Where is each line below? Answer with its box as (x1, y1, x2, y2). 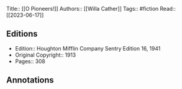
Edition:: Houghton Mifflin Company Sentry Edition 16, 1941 (14, 44, 161, 52)
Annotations (6, 75, 54, 85)
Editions (6, 29, 38, 39)
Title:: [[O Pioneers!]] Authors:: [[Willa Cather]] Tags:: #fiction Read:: (6, 5, 176, 12)
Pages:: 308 (14, 57, 45, 65)
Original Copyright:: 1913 (14, 51, 77, 58)
